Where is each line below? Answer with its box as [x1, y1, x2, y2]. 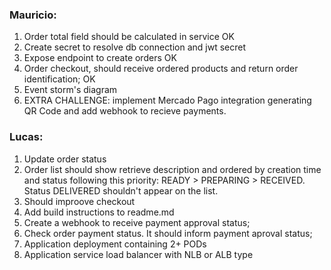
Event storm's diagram [23, 84, 118, 96]
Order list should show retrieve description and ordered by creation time [23, 163, 322, 175]
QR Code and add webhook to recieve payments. [23, 105, 227, 117]
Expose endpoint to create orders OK [23, 52, 177, 64]
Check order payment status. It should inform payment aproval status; [23, 227, 313, 239]
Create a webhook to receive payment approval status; [23, 216, 251, 228]
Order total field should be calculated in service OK [23, 31, 235, 43]
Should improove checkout [23, 195, 136, 207]
